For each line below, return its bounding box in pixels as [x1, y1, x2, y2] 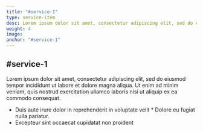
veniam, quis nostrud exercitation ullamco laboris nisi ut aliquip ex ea [6, 88, 178, 95]
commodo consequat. [6, 94, 61, 101]
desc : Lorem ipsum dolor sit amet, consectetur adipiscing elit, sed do [6, 20, 193, 26]
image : [6, 31, 23, 37]
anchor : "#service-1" [6, 37, 61, 43]
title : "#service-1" [6, 8, 59, 15]
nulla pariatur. [14, 112, 50, 119]
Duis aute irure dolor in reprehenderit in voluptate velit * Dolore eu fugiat [14, 106, 195, 113]
